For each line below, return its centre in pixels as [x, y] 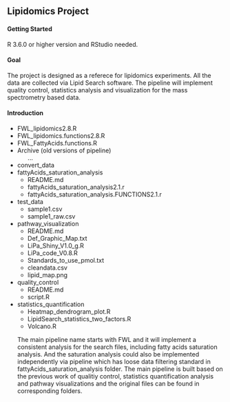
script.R [38, 297]
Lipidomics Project [48, 11]
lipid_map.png [47, 275]
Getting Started [30, 29]
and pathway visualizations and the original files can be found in [108, 383]
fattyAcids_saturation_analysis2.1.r [76, 187]
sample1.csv [45, 209]
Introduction [25, 113]
